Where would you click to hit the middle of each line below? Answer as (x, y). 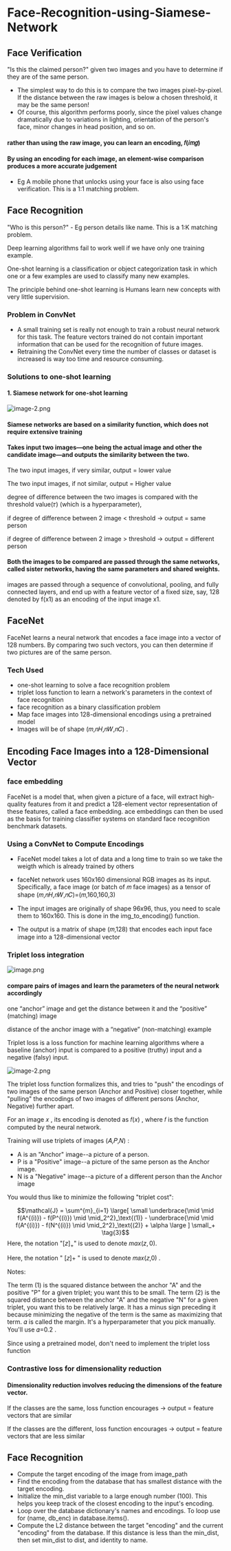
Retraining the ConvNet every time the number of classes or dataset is (117, 351)
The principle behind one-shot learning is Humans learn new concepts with (114, 289)
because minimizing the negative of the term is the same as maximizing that (115, 1315)
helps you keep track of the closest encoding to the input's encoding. (115, 1503)
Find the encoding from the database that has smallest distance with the (119, 1481)
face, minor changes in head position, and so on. (86, 127)
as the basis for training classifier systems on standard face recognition (109, 819)
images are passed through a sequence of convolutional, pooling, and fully (113, 585)
